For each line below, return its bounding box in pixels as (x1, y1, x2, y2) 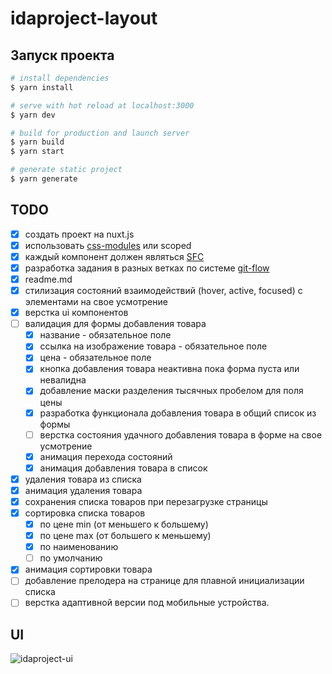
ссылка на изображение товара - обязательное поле (39, 340, 268, 352)
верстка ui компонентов (24, 307, 129, 319)
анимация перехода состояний (39, 450, 173, 462)
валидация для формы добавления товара (24, 318, 207, 330)
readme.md (24, 273, 73, 285)
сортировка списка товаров (24, 507, 146, 519)
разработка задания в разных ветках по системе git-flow (24, 262, 270, 274)
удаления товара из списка (24, 473, 142, 485)
